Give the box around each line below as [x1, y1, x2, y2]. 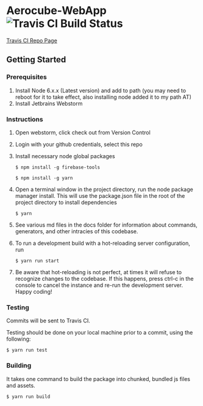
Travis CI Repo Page [6, 37, 58, 44]
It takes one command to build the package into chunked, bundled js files [6, 375, 191, 382]
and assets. [6, 382, 35, 389]
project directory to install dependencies [15, 198, 117, 206]
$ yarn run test [6, 347, 48, 353]
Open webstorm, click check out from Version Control [15, 129, 151, 136]
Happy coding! [15, 288, 52, 295]
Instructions [6, 115, 44, 123]
